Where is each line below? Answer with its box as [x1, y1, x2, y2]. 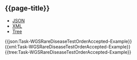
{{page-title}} [5, 4, 50, 13]
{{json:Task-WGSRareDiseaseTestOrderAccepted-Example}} [5, 38, 132, 44]
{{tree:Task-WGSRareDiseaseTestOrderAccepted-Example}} [5, 49, 131, 55]
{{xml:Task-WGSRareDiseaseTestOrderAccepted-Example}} [5, 43, 131, 50]
